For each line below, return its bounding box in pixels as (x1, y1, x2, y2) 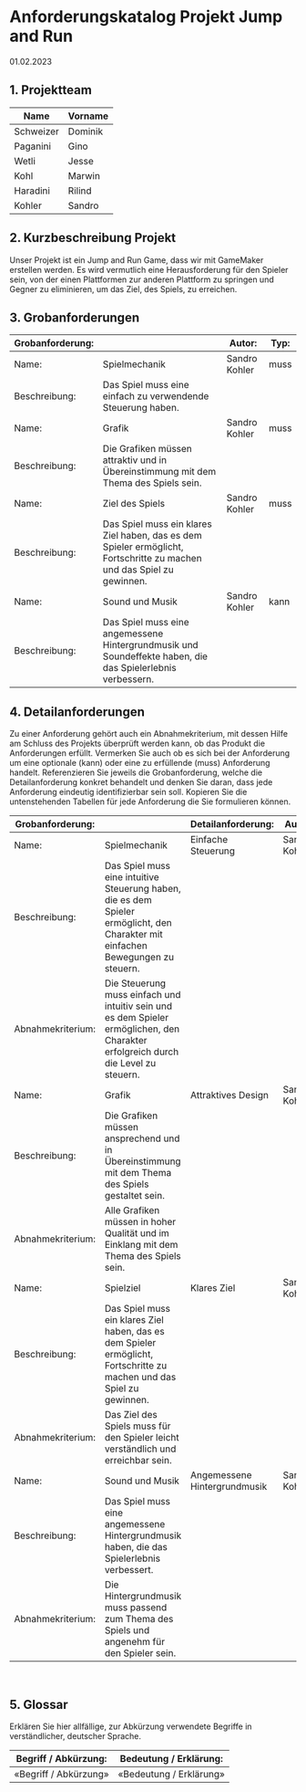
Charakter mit (104, 928, 163, 941)
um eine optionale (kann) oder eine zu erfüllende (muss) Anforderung (9, 758, 270, 769)
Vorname (67, 110, 109, 122)
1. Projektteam (9, 82, 93, 98)
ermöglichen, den (104, 1022, 180, 1035)
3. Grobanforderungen (9, 309, 139, 325)
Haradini (14, 184, 50, 197)
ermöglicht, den (104, 917, 172, 929)
